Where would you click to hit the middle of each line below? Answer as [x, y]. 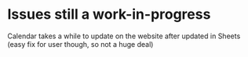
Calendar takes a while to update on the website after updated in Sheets [124, 36]
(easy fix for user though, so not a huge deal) [80, 44]
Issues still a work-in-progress [109, 14]
